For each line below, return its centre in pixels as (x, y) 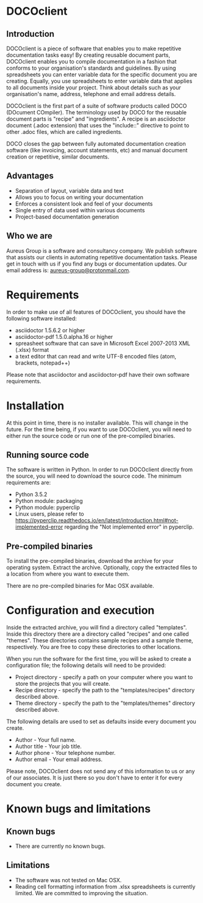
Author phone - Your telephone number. (65, 753)
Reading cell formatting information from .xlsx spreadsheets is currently (105, 886)
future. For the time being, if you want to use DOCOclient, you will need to (99, 429)
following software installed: (42, 318)
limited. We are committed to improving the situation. (81, 893)
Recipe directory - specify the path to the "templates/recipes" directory (105, 690)
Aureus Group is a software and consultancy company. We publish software (101, 251)
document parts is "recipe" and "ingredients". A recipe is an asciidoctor (96, 119)
